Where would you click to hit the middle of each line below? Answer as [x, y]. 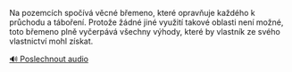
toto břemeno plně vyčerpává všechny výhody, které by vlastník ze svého [145, 32]
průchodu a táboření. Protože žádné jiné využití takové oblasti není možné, [146, 22]
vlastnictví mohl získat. [51, 41]
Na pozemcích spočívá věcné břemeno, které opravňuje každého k [133, 13]
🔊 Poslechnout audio [49, 59]
